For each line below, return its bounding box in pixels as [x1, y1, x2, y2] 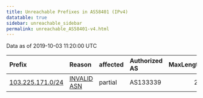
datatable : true [6, 15, 47, 21]
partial [98, 78, 117, 87]
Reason [69, 60, 92, 69]
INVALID [69, 74, 94, 83]
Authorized [129, 57, 163, 65]
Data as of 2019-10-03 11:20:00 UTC [6, 42, 97, 50]
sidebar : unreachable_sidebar [6, 20, 83, 26]
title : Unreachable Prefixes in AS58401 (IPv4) [6, 8, 129, 15]
